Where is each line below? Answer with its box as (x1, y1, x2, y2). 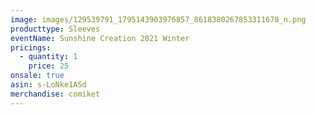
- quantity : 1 (19, 52, 78, 62)
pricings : (10, 42, 52, 53)
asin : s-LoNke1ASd (10, 80, 87, 90)
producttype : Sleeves (10, 24, 101, 34)
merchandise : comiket (10, 89, 101, 99)
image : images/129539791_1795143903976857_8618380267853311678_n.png (10, 14, 307, 25)
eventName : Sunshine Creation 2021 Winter (10, 33, 190, 43)
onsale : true (10, 71, 65, 81)
